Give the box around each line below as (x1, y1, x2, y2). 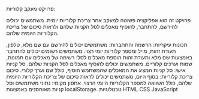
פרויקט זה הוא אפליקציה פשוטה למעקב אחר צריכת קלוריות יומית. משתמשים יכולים (6, 17, 191, 23)
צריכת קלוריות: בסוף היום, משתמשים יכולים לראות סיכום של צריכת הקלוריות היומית (6, 73, 193, 80)
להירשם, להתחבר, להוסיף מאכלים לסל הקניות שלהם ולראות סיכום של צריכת (6, 23, 178, 30)
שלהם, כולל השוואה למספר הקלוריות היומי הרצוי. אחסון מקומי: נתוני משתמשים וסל (6, 79, 192, 86)
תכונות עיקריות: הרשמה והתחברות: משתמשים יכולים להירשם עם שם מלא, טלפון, (6, 41, 188, 48)
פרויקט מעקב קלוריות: (6, 5, 56, 12)
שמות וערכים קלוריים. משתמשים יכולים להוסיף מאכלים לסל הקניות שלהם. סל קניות (6, 60, 193, 67)
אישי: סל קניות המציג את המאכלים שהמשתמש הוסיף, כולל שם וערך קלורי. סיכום (6, 67, 186, 74)
